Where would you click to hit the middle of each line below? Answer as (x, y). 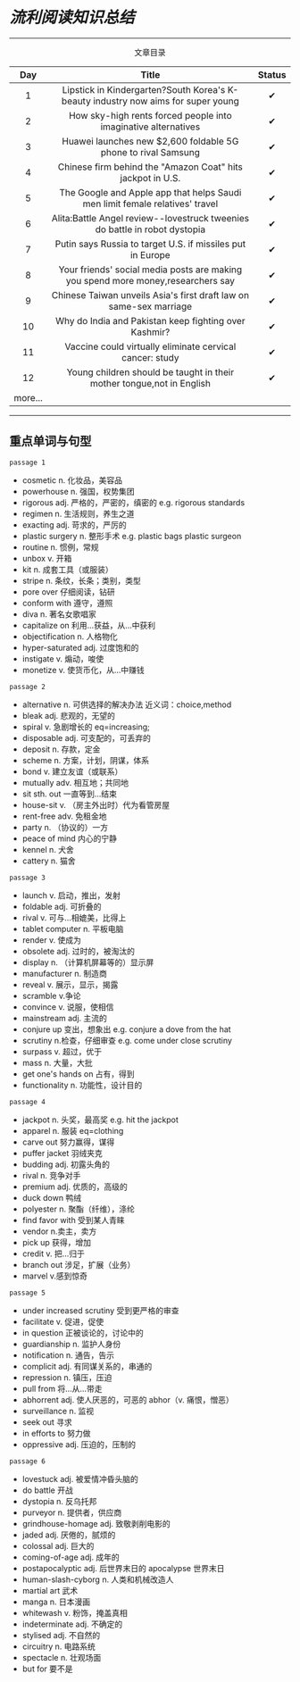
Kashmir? (150, 332)
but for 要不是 (47, 1669)
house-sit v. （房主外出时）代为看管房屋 (96, 804)
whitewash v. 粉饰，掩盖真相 (75, 1612)
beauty (76, 101)
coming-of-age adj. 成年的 (71, 1557)
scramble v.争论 (51, 995)
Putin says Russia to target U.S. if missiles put (150, 244)
